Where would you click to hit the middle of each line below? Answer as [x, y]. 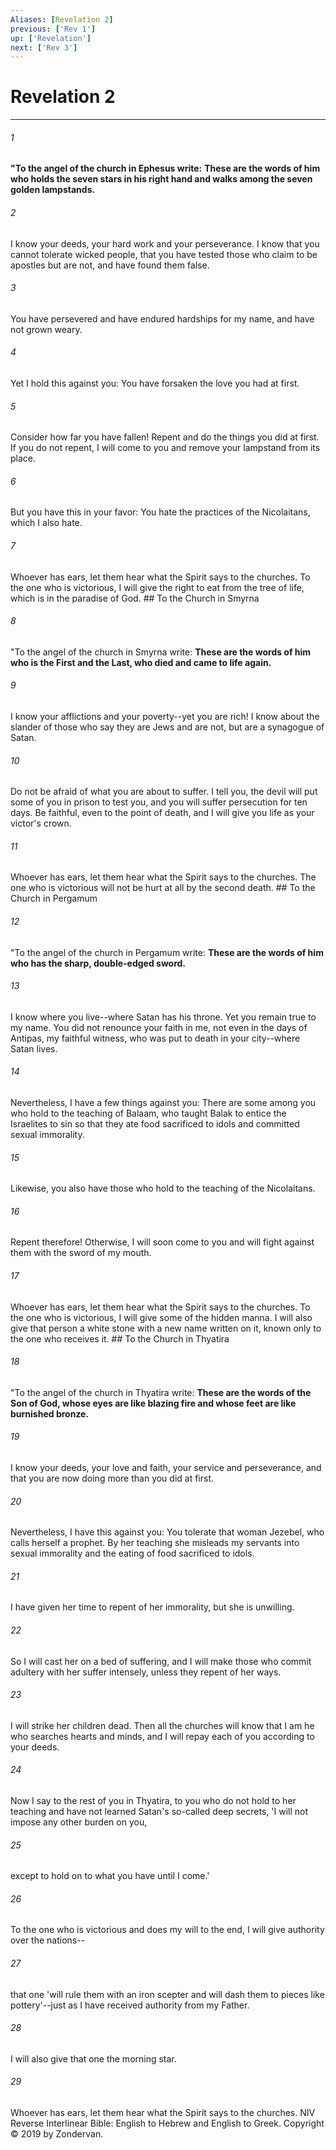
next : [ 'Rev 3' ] [44, 47]
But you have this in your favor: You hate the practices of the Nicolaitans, [160, 512]
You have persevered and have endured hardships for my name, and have [162, 318]
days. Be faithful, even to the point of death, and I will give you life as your [162, 813]
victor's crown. [41, 823]
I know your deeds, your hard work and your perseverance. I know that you [165, 243]
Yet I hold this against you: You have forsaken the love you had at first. [155, 383]
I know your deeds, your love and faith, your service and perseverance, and [166, 1468]
